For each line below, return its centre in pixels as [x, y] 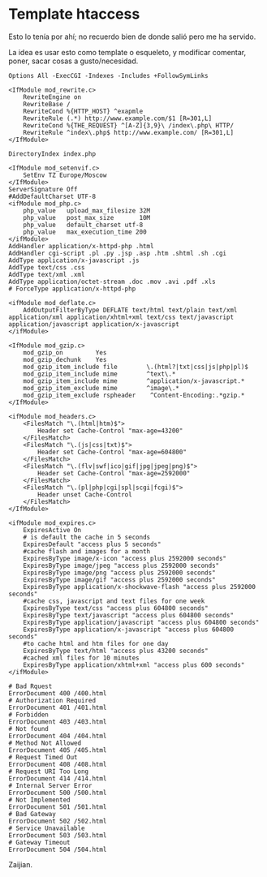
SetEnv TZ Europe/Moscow [65, 175]
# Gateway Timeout [39, 842]
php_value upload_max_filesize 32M [87, 211]
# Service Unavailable [47, 828]
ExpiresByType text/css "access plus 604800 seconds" [116, 608]
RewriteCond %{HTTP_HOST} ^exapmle [83, 111]
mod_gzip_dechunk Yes [65, 359]
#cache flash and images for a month [87, 551]
